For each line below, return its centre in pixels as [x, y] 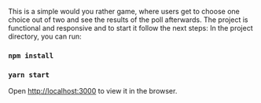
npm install [31, 55]
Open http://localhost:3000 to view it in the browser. [93, 91]
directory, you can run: [45, 36]
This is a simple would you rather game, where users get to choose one [124, 11]
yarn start [29, 75]
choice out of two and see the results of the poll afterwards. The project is [128, 20]
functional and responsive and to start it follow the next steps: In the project [130, 28]
